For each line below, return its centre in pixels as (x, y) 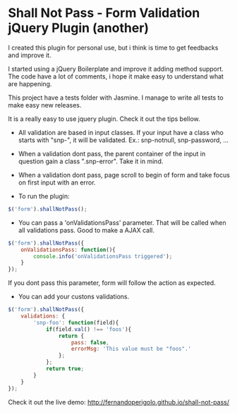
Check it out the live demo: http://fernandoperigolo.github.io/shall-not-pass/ (119, 402)
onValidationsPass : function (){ (68, 250)
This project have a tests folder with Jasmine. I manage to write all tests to (116, 98)
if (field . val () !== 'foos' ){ (89, 329)
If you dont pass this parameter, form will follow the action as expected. (112, 283)
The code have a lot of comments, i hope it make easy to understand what (116, 76)
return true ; (65, 369)
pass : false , (90, 342)
